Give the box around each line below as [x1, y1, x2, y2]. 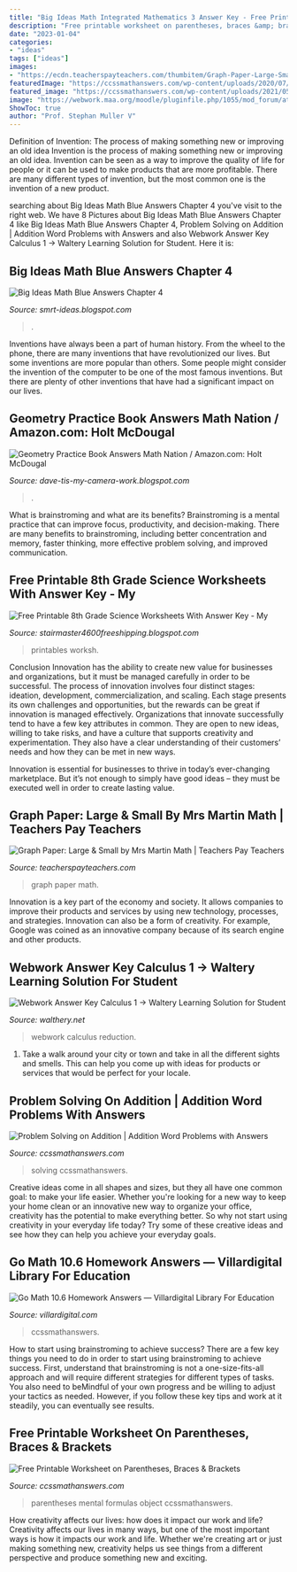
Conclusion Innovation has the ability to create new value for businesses [9, 662, 273, 672]
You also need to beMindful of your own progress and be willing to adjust [9, 1381, 276, 1391]
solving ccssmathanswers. [30, 1165, 128, 1175]
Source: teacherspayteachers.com [9, 863, 136, 873]
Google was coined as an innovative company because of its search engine [9, 925, 285, 935]
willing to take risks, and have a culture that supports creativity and [9, 727, 254, 738]
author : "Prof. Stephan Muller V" [9, 112, 137, 120]
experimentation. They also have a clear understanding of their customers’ [9, 737, 281, 747]
